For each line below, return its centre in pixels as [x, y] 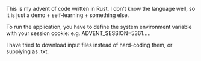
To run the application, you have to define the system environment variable [99, 27]
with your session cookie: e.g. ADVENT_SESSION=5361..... [79, 33]
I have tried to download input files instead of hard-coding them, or [89, 45]
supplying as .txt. [28, 51]
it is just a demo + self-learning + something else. [68, 15]
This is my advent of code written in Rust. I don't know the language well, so [101, 9]
